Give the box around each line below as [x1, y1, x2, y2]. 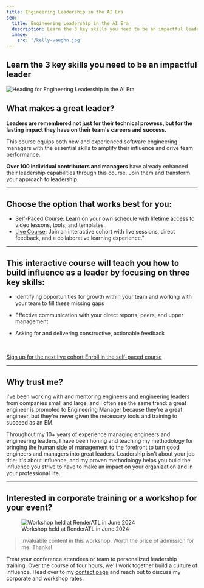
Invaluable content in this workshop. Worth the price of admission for [21, 537, 194, 544]
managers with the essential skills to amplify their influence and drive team [6, 144, 193, 151]
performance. [6, 151, 41, 158]
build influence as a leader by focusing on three [6, 267, 190, 278]
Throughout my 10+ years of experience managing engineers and [6, 431, 171, 438]
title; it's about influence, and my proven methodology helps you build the [6, 457, 191, 464]
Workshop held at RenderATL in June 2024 [21, 525, 129, 532]
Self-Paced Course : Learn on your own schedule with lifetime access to [15, 215, 195, 223]
